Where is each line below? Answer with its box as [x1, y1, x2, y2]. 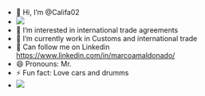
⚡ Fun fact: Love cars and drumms [15, 68, 129, 77]
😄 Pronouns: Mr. [15, 60, 72, 68]
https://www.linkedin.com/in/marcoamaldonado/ [15, 51, 175, 60]
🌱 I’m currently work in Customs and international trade [15, 34, 198, 43]
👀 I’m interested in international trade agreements [15, 25, 179, 35]
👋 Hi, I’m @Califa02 [15, 8, 80, 17]
